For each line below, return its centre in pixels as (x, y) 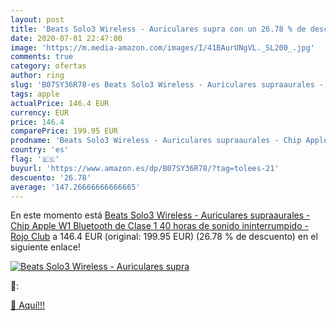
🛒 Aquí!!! (28, 305)
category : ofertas (48, 66)
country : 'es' (40, 150)
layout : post (37, 19)
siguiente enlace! (45, 247)
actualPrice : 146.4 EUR (60, 103)
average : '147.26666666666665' (75, 187)
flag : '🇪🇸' (35, 159)
